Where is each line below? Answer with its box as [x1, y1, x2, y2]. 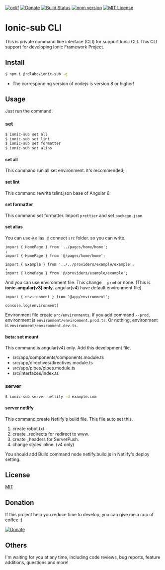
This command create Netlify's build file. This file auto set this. [5, 416, 133, 422]
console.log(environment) [5, 303, 59, 308]
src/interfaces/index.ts [12, 370, 59, 376]
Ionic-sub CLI [5, 22, 62, 33]
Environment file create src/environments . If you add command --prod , [5, 312, 150, 318]
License [5, 471, 30, 479]
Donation [5, 498, 34, 507]
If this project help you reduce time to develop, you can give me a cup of [5, 512, 154, 518]
